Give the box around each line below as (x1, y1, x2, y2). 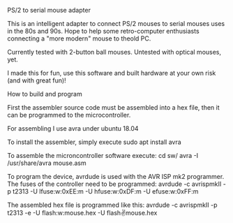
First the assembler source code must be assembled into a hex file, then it (7, 103, 220, 111)
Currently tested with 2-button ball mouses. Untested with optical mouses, (7, 48, 222, 56)
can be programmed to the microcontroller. (7, 111, 131, 119)
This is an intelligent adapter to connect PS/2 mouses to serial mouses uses (7, 20, 225, 27)
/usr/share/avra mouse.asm (7, 159, 87, 167)
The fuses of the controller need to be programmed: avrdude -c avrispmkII (7, 180, 222, 188)
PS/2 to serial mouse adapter (7, 6, 91, 14)
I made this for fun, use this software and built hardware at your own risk (7, 69, 216, 77)
